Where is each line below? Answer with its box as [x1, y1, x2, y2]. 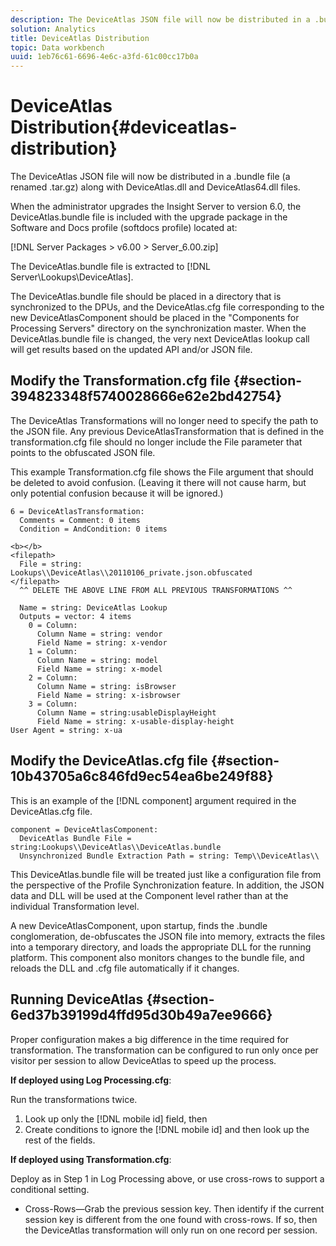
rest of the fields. [24, 1134, 96, 1146]
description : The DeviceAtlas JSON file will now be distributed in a [10, 14, 311, 25]
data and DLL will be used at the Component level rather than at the [10, 889, 289, 901]
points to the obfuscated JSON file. [10, 446, 156, 458]
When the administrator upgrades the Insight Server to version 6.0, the [10, 201, 302, 213]
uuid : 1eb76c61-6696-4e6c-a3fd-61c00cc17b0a [10, 52, 199, 62]
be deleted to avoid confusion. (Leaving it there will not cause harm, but [10, 476, 307, 488]
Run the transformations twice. [10, 1093, 138, 1105]
